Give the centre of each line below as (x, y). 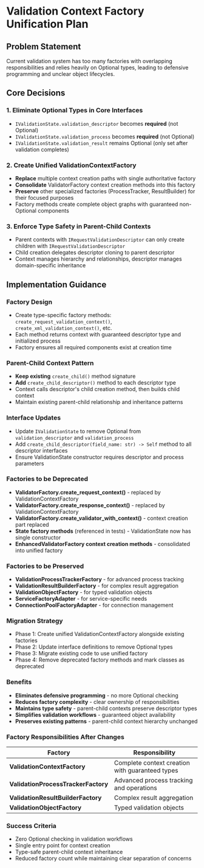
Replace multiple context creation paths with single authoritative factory (105, 178)
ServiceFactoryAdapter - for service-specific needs (81, 599)
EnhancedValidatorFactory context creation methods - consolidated (102, 544)
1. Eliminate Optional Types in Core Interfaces (75, 111)
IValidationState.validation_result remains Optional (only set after (101, 143)
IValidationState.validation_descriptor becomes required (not (97, 123)
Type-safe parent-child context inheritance (69, 852)
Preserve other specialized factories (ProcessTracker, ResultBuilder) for (105, 191)
